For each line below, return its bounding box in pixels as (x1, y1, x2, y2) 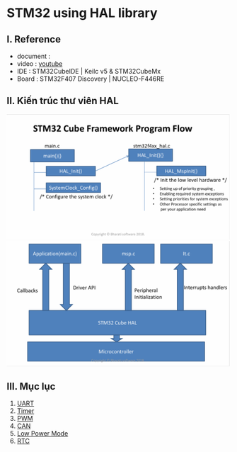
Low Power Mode (16, 429, 69, 438)
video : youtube (16, 60, 63, 68)
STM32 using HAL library (6, 5, 158, 21)
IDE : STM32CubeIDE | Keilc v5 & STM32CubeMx (16, 67, 161, 75)
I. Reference (6, 33, 62, 45)
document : (16, 52, 51, 60)
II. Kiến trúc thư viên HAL (6, 95, 120, 107)
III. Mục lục (6, 380, 56, 392)
